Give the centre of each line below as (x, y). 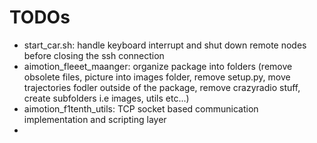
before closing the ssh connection (94, 55)
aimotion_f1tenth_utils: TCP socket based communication (141, 108)
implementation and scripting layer (95, 119)
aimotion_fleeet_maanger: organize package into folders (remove (158, 66)
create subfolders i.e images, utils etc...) (106, 98)
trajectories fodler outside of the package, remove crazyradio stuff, (162, 87)
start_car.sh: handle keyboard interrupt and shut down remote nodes (165, 45)
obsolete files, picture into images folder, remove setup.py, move (157, 77)
